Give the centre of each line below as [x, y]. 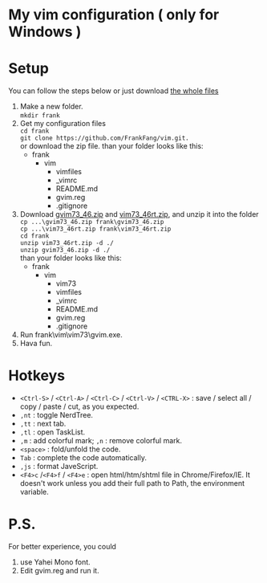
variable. [34, 492]
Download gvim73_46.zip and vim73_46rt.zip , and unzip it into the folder [139, 214]
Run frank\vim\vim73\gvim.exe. [71, 335]
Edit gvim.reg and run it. [59, 571]
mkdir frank [40, 116]
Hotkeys [37, 376]
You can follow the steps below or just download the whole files [113, 91]
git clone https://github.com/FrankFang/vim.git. [105, 138]
